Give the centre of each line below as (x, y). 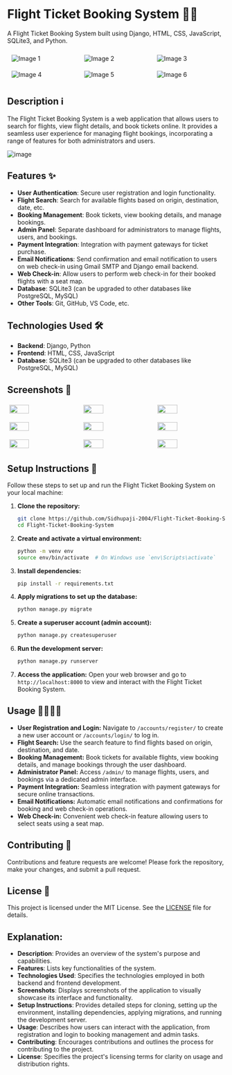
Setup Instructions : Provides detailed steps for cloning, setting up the (117, 1005)
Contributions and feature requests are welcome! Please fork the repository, (116, 862)
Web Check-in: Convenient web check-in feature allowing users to (113, 816)
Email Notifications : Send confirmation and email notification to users (117, 259)
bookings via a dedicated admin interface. (77, 779)
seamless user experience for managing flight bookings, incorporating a (110, 133)
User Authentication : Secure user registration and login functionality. (116, 193)
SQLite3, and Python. (37, 40)
